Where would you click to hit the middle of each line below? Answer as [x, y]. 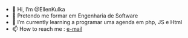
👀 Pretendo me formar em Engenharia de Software [75, 16]
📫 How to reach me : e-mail [47, 29]
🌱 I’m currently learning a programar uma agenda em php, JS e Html [97, 22]
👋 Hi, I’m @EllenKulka [38, 9]
